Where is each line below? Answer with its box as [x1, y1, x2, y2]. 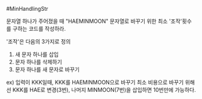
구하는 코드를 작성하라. [12, 25, 66, 32]
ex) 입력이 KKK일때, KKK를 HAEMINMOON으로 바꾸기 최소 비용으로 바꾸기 [6, 78, 184, 86]
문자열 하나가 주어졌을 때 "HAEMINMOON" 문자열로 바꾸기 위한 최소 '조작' [6, 18, 183, 25]
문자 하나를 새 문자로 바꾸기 [14, 66, 80, 73]
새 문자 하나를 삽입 [14, 51, 59, 58]
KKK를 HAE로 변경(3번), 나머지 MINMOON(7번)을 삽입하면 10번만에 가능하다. [12, 86, 196, 93]
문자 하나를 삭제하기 [14, 59, 62, 65]
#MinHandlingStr [6, 5, 48, 12]
